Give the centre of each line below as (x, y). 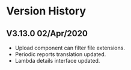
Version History (46, 11)
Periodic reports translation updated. (60, 54)
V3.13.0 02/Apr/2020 (47, 33)
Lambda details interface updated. (57, 61)
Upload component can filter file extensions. (70, 48)
